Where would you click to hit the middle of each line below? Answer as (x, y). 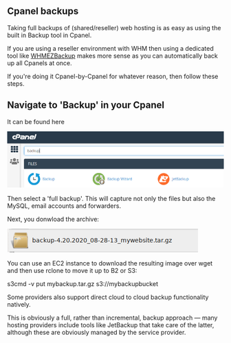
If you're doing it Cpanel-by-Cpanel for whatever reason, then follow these (113, 76)
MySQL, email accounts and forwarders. (64, 206)
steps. (16, 83)
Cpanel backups (43, 11)
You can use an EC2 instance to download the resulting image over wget (110, 263)
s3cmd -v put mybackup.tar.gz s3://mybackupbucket (82, 283)
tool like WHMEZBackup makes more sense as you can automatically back (113, 56)
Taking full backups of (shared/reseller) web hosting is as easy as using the (114, 27)
